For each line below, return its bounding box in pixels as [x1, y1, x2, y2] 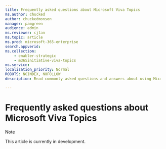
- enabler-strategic [14, 53, 56, 58]
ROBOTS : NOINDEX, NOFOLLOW [5, 72, 61, 77]
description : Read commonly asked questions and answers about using [5, 76, 152, 81]
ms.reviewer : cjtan [5, 30, 45, 35]
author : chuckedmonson [5, 16, 52, 21]
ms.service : [5, 62, 30, 67]
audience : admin [5, 26, 39, 31]
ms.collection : [5, 49, 37, 53]
